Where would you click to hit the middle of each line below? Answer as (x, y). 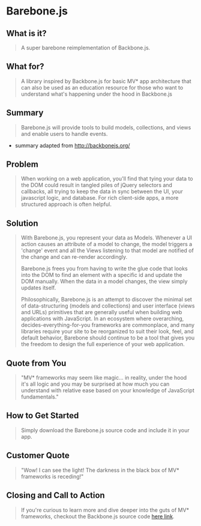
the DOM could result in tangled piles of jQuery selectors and (97, 185)
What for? (25, 67)
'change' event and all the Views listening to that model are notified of (107, 250)
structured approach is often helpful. (66, 204)
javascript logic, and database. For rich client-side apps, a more (100, 198)
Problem (22, 165)
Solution (22, 223)
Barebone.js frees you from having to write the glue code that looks (104, 268)
